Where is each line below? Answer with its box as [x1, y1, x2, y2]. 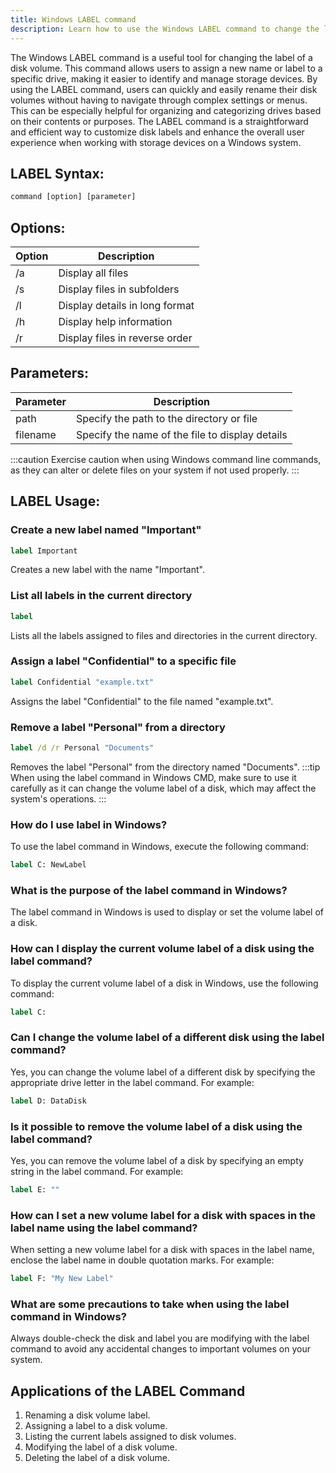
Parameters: [10, 365, 89, 382]
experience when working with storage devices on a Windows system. [10, 136, 302, 148]
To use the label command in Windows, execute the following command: [10, 841, 309, 853]
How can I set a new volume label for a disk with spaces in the [10, 1208, 317, 1222]
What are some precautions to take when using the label [10, 1297, 290, 1311]
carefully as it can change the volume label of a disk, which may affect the [10, 782, 317, 794]
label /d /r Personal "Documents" [10, 743, 155, 753]
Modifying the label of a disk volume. [24, 1441, 178, 1453]
